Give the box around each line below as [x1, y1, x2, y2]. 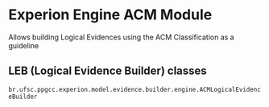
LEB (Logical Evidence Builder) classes [8, 64, 207, 78]
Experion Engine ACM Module [8, 6, 213, 24]
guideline [8, 40, 39, 50]
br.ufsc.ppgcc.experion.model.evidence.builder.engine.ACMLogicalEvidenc [8, 85, 262, 93]
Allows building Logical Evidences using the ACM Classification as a [8, 32, 235, 42]
